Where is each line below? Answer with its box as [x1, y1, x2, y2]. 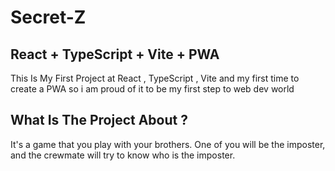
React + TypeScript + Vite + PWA [10, 46, 220, 63]
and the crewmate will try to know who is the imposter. [10, 149, 236, 161]
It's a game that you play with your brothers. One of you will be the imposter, [10, 138, 326, 150]
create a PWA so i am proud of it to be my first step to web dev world [10, 83, 295, 95]
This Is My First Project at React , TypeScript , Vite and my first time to [10, 72, 300, 84]
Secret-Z [10, 6, 87, 29]
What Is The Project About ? [10, 112, 188, 129]
